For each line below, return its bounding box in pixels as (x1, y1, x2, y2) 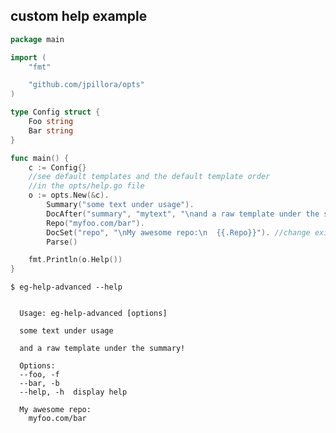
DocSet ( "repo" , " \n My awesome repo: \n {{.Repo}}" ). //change (46, 227, 311, 238)
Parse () (46, 237, 78, 247)
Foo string (28, 117, 74, 127)
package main (10, 34, 65, 44)
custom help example (10, 8, 148, 25)
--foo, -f (19, 370, 60, 380)
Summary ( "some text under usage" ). (46, 200, 195, 210)
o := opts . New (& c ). (28, 190, 110, 201)
